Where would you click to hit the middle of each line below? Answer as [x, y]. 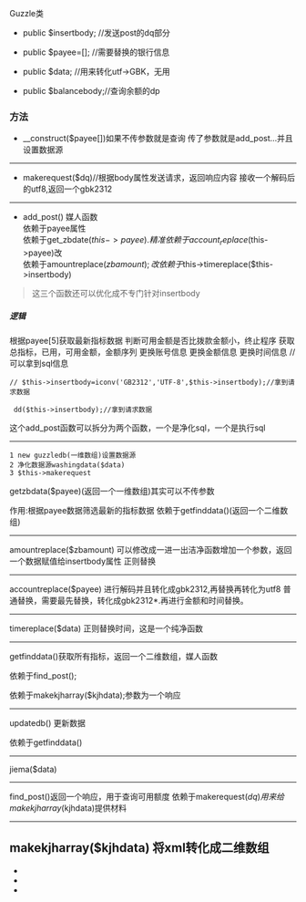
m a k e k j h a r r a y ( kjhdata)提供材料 [68, 808]
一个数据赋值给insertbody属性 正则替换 [83, 561]
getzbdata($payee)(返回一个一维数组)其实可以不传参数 [112, 492]
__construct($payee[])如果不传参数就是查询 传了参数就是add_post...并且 [158, 139]
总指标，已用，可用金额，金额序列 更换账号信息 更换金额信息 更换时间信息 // [153, 352]
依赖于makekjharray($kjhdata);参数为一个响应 [95, 695]
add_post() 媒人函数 [60, 217]
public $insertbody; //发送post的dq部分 [97, 33]
